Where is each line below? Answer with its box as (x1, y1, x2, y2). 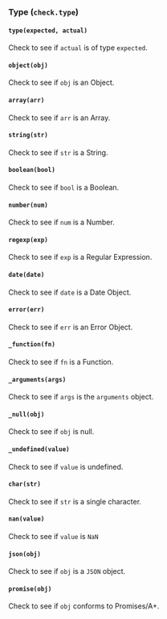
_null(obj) (8, 410, 45, 418)
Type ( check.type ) (8, 6, 79, 18)
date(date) (8, 270, 45, 278)
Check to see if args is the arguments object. (8, 392, 154, 402)
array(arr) (8, 96, 45, 104)
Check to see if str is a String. (8, 148, 108, 157)
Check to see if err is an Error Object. (8, 322, 133, 332)
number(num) (8, 201, 48, 209)
